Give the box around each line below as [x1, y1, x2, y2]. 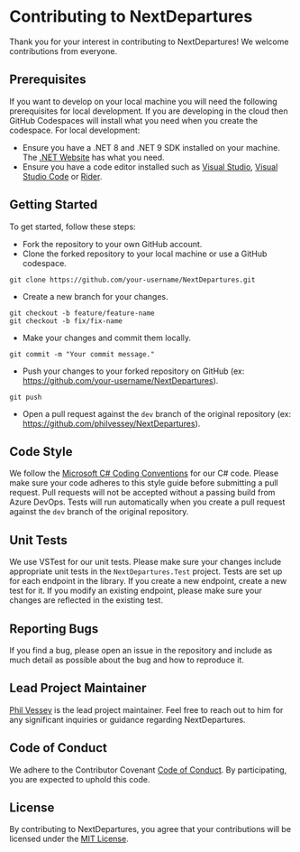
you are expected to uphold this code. [9, 773, 150, 784]
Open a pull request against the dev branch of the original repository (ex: [22, 408, 292, 419]
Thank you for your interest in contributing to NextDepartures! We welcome [9, 36, 289, 47]
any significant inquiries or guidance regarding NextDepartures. [9, 714, 246, 725]
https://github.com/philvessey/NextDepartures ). [22, 418, 201, 429]
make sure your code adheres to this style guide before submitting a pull [9, 477, 278, 488]
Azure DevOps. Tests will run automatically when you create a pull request [9, 496, 286, 507]
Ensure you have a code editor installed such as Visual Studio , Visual [22, 161, 278, 172]
